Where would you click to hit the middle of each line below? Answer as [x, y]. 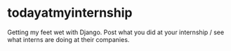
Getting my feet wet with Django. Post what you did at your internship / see [116, 32]
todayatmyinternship [70, 13]
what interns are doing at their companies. [68, 39]
